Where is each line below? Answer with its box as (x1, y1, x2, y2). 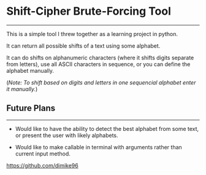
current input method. (15, 150, 71, 157)
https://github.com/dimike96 (6, 162, 78, 169)
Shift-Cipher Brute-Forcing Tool (6, 4, 172, 18)
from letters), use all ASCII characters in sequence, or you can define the (6, 60, 191, 68)
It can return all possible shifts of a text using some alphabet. (6, 42, 161, 50)
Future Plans (6, 103, 56, 114)
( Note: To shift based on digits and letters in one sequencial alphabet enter (6, 78, 196, 86)
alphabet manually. (6, 67, 54, 74)
